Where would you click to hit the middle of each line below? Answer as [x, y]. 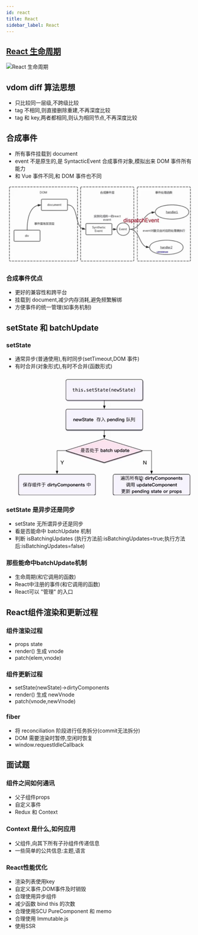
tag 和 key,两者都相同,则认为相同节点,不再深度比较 [76, 118]
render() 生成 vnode [39, 651]
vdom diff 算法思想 [41, 87]
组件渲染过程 [25, 631]
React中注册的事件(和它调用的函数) [58, 584]
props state [29, 644]
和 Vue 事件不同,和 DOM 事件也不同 [58, 176]
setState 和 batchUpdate [52, 328]
